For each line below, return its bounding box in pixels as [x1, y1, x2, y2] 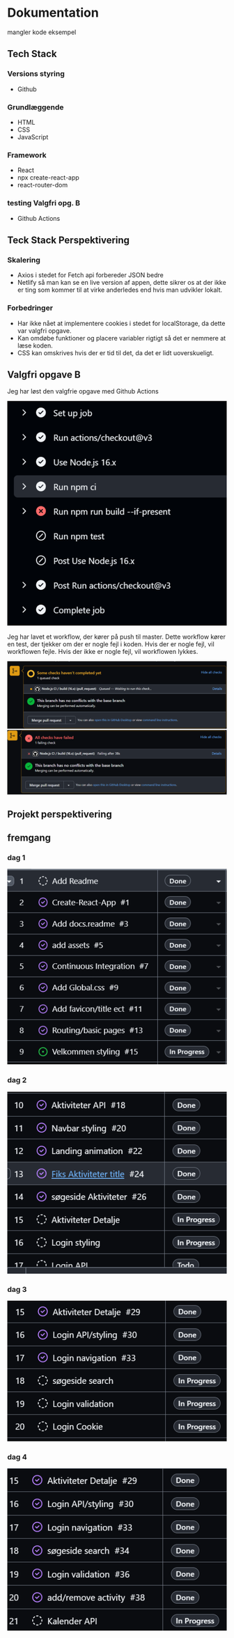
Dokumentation [7, 5, 99, 21]
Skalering [7, 255, 40, 265]
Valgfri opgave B [7, 368, 81, 380]
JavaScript [17, 132, 49, 141]
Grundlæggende [7, 102, 64, 112]
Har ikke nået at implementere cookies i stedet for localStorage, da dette [17, 319, 226, 327]
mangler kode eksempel [7, 28, 77, 36]
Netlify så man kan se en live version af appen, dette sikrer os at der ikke [17, 279, 226, 287]
